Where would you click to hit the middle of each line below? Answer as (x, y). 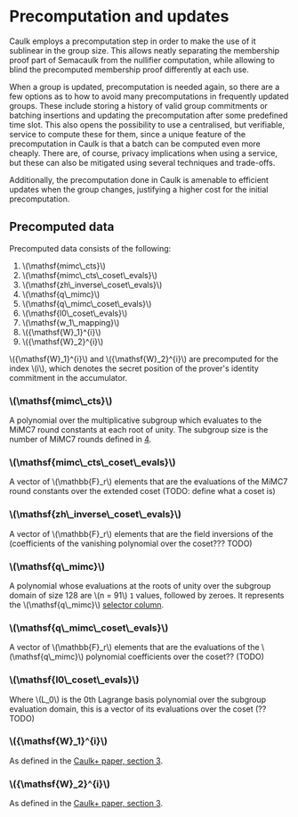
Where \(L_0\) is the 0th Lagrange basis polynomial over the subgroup (138, 699)
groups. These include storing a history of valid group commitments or (139, 105)
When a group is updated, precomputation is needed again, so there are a (145, 87)
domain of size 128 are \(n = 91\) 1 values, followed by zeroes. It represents (147, 595)
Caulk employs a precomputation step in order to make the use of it (133, 41)
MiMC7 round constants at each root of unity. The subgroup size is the (139, 430)
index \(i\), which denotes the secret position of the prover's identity (134, 368)
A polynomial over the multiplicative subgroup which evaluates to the (136, 420)
